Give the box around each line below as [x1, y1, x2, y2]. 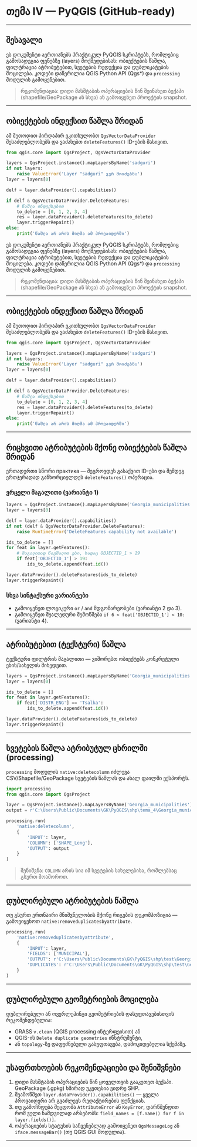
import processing [6, 786, 51, 792]
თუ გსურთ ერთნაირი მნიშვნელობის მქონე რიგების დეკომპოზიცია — [6, 911, 178, 918]
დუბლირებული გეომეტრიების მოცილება [6, 995, 159, 1005]
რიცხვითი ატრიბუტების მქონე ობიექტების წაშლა [6, 443, 187, 453]
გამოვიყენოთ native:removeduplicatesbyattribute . [6, 917, 133, 925]
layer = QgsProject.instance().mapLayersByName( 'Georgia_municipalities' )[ [6, 802, 195, 808]
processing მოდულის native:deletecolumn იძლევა [6, 768, 130, 775]
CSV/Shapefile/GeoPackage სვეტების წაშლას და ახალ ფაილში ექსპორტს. [6, 774, 190, 782]
